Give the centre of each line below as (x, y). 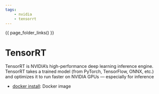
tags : (11, 10)
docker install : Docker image (41, 86)
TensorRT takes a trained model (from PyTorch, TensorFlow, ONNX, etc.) (79, 71)
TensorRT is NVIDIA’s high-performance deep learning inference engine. (79, 66)
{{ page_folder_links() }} (30, 33)
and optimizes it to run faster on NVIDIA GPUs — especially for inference (79, 77)
